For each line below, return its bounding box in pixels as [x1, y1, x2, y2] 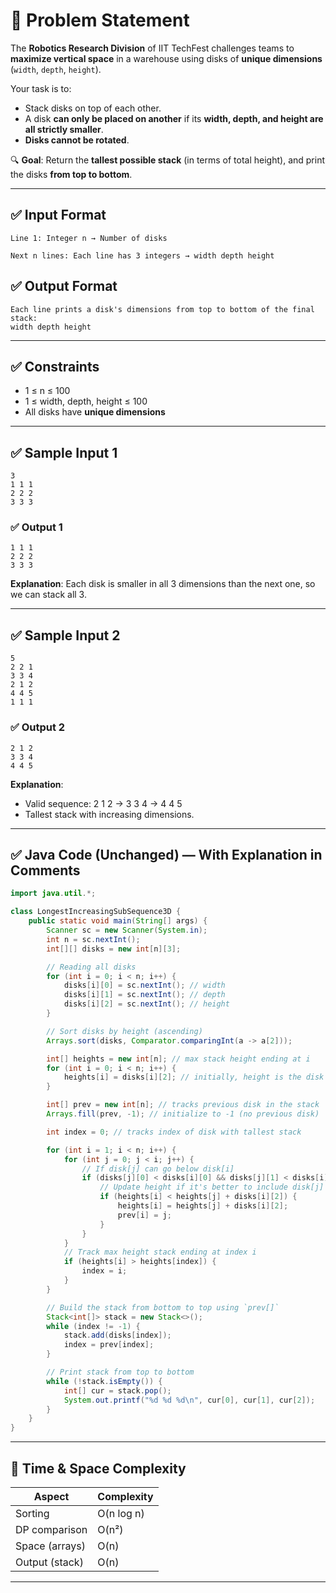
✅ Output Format [10, 278, 118, 295]
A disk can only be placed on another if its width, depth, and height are [24, 112, 324, 124]
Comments [10, 862, 81, 879]
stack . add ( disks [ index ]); [63, 1330, 172, 1341]
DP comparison [15, 1522, 88, 1536]
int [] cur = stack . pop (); [63, 1385, 172, 1396]
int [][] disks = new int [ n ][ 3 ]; [46, 944, 182, 954]
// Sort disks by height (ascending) [46, 1026, 203, 1036]
